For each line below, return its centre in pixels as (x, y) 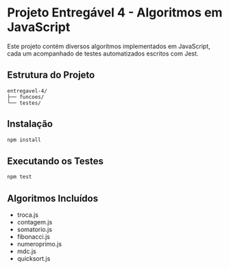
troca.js (28, 215)
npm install (24, 140)
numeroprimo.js (39, 244)
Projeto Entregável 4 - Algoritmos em (115, 13)
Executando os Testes (56, 161)
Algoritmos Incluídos (52, 198)
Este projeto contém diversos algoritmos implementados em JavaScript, (109, 46)
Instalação (30, 124)
